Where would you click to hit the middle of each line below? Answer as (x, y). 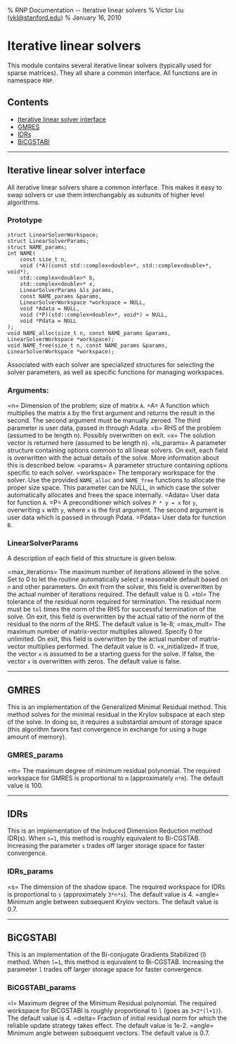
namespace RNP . (31, 80)
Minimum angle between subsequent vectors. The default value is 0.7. (109, 1033)
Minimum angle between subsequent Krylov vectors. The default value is (113, 901)
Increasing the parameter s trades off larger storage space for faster (106, 846)
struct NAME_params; (38, 247)
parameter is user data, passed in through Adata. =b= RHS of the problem (114, 428)
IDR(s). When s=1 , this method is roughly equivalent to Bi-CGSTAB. (104, 838)
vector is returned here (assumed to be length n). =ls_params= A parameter (117, 443)
